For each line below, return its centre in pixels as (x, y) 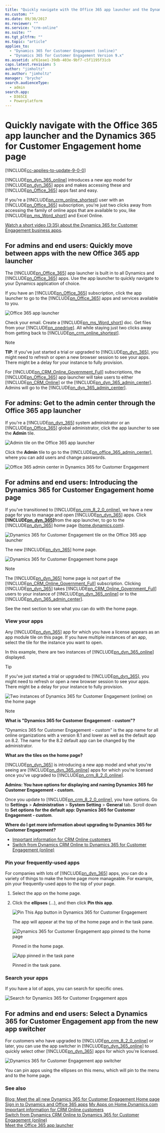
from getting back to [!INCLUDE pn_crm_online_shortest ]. (63, 333)
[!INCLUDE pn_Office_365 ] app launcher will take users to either (69, 377)
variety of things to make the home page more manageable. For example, (79, 879)
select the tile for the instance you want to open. (54, 642)
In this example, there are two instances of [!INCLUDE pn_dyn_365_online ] (80, 652)
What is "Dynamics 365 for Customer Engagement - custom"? (70, 720)
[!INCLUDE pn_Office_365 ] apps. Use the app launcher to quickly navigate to (82, 278)
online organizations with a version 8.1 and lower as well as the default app (81, 735)
